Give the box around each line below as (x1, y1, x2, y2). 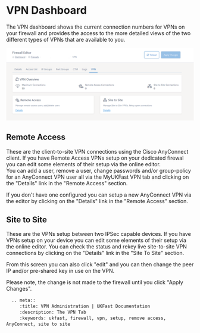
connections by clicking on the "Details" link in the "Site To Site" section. (6, 250, 185, 257)
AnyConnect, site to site (6, 321, 70, 328)
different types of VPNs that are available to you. (6, 36, 126, 43)
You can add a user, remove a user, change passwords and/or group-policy (6, 167, 192, 174)
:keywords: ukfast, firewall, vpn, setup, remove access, (19, 315, 167, 322)
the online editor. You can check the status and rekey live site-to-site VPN (6, 243, 187, 250)
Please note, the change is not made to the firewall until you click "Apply (6, 279, 183, 286)
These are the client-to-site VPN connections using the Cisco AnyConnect (6, 148, 189, 155)
